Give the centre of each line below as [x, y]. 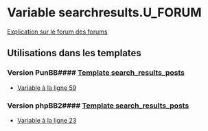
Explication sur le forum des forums [57, 32]
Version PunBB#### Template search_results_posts [96, 73]
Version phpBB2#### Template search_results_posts [98, 106]
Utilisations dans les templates [74, 53]
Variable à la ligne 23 [47, 120]
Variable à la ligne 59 [47, 88]
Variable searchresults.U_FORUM [104, 13]
